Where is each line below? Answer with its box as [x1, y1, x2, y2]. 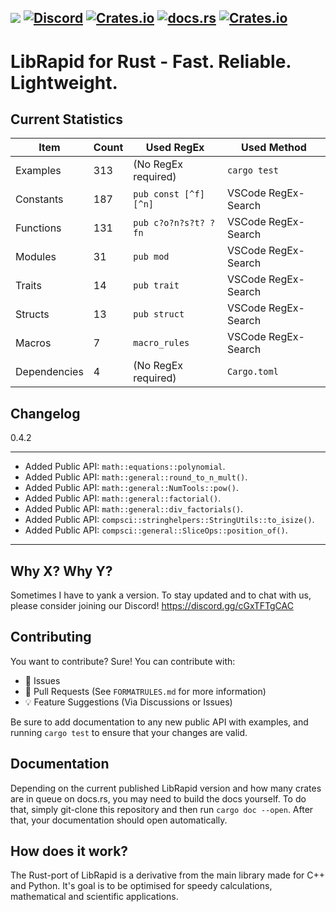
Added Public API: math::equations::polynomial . [24, 461, 226, 473]
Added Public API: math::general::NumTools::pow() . [24, 482, 239, 494]
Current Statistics [10, 111, 123, 128]
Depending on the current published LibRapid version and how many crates [10, 782, 322, 794]
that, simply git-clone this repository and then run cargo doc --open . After [10, 803, 314, 815]
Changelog [10, 405, 81, 422]
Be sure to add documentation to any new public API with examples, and [10, 716, 309, 728]
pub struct [133, 309, 185, 320]
